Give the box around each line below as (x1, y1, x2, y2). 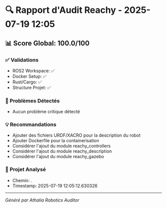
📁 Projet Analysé (5, 166, 46, 173)
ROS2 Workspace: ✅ (12, 67, 55, 73)
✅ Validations (5, 56, 39, 63)
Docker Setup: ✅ (12, 73, 47, 79)
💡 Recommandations (5, 121, 57, 128)
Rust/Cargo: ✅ (12, 79, 42, 85)
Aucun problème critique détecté (12, 109, 81, 115)
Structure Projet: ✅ (12, 84, 51, 90)
